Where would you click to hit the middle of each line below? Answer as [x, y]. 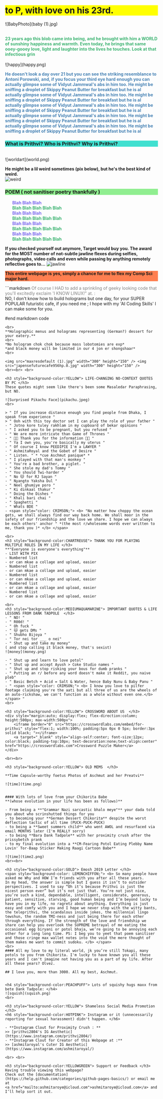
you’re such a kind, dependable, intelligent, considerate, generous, [78, 895]
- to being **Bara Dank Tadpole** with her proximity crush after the [78, 835]
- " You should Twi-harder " [34, 472]
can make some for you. [29, 309]
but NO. [13, 391]
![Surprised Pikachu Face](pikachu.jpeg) [48, 400]
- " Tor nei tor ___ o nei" [33, 639]
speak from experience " [30, 417]
